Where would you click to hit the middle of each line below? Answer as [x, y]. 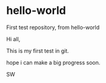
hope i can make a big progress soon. [53, 62]
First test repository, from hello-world [53, 27]
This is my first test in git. [38, 51]
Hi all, [13, 39]
